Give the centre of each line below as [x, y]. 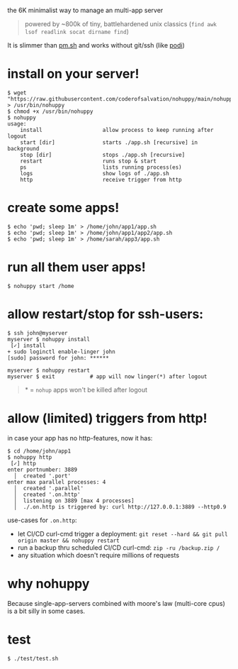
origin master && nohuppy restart [68, 541]
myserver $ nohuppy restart [49, 370]
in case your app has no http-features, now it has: [80, 438]
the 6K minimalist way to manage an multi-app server [85, 10]
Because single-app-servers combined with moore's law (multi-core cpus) [116, 603]
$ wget [17, 93]
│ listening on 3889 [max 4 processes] [74, 501]
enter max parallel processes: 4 [57, 482]
